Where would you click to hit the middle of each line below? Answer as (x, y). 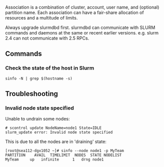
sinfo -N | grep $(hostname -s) (39, 78)
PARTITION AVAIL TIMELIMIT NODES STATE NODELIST (63, 155)
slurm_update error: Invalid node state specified (59, 132)
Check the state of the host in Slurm (50, 68)
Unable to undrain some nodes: (37, 119)
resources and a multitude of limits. (41, 18)
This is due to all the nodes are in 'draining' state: (56, 141)
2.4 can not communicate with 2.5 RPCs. (47, 38)
